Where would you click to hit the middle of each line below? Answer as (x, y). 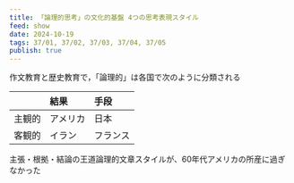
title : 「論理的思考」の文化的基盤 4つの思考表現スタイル (104, 17)
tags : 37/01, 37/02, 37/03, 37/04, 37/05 (88, 42)
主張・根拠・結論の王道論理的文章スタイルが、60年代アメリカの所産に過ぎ (147, 159)
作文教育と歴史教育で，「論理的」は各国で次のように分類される (125, 78)
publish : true (36, 51)
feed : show (30, 26)
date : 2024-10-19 (42, 34)
